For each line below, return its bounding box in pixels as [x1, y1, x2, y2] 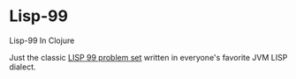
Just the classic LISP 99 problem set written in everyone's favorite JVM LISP [9, 52, 288, 62]
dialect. [9, 61, 36, 72]
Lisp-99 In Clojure [9, 35, 75, 46]
